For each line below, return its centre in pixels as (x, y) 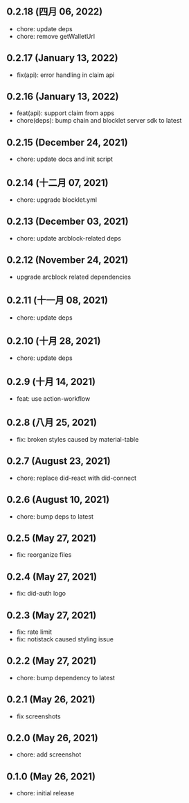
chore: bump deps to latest (55, 516)
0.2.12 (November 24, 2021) (67, 260)
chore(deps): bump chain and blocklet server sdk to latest (99, 121)
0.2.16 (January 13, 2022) (63, 97)
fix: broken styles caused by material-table (78, 439)
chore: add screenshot (49, 754)
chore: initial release (45, 793)
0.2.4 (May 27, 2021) (52, 577)
